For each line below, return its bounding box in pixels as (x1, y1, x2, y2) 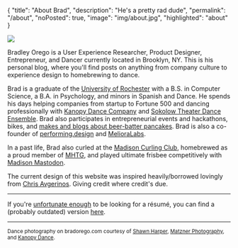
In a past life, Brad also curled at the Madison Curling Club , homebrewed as (7, 143, 228, 152)
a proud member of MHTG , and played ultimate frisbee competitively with (7, 151, 222, 159)
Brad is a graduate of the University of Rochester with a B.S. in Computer (7, 84, 221, 93)
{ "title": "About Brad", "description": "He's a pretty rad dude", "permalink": (7, 6, 226, 14)
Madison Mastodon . (7, 159, 66, 167)
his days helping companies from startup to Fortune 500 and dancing (7, 99, 210, 108)
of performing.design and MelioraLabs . (31, 130, 147, 137)
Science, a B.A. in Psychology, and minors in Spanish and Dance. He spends (7, 92, 231, 100)
